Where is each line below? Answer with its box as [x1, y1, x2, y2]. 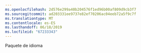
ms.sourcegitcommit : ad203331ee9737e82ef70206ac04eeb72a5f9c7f [5, 12, 137, 16]
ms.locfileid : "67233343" [5, 29, 58, 34]
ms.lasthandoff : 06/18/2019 [5, 25, 62, 30]
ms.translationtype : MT [5, 16, 54, 21]
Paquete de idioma [5, 43, 43, 48]
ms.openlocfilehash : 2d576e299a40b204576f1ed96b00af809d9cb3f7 [5, 7, 137, 12]
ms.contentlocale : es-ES [5, 20, 56, 26]
